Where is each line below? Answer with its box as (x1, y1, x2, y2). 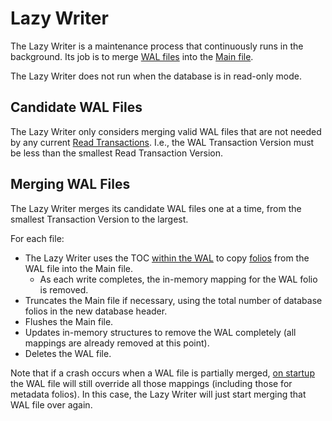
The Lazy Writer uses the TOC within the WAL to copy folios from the (24, 252, 310, 264)
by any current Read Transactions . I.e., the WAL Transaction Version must (10, 136, 315, 148)
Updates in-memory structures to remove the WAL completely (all (24, 326, 297, 338)
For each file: (10, 232, 65, 244)
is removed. (39, 283, 89, 296)
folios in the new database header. (24, 305, 168, 317)
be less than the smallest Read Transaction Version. (10, 147, 223, 159)
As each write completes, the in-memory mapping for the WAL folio (39, 273, 318, 285)
